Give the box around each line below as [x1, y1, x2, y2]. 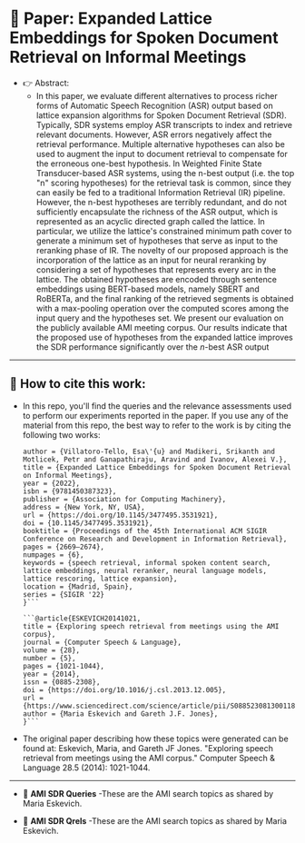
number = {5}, [22, 653, 76, 662]
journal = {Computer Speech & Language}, [22, 638, 182, 647]
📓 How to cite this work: [9, 376, 146, 392]
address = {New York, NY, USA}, [22, 502, 145, 511]
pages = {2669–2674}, [22, 542, 104, 551]
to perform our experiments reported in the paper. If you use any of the [22, 410, 289, 421]
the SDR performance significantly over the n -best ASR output [35, 341, 270, 352]
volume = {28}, [22, 645, 81, 655]
